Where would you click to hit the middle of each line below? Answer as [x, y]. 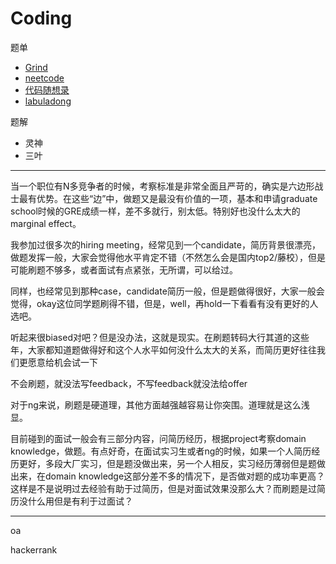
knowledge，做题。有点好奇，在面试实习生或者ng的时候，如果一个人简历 [161, 451]
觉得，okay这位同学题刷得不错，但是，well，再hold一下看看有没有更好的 [160, 303]
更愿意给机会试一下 [58, 362]
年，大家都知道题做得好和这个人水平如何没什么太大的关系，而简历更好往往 [163, 349]
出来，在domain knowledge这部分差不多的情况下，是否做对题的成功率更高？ [168, 476]
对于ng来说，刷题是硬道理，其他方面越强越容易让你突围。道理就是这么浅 [160, 404]
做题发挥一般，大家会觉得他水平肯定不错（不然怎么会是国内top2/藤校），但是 [168, 257]
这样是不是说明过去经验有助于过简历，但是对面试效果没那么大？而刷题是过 [163, 488]
